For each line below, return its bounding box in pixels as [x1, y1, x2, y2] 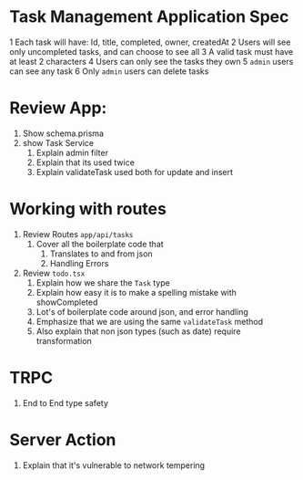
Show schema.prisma [22, 128, 105, 139]
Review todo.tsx [22, 267, 86, 278]
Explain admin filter [35, 147, 109, 158]
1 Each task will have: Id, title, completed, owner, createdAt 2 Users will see [9, 37, 291, 47]
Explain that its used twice [35, 157, 135, 168]
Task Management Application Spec [9, 6, 289, 27]
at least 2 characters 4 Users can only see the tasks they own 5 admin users [9, 56, 294, 67]
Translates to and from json [49, 248, 153, 259]
